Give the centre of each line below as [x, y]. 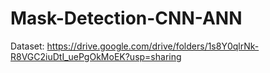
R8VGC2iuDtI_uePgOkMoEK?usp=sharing [96, 56]
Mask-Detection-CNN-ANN [126, 18]
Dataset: [27, 46]
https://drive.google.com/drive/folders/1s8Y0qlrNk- [153, 46]
